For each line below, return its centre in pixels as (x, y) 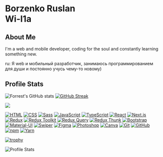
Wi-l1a (18, 19)
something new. (21, 54)
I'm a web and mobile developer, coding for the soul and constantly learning (82, 49)
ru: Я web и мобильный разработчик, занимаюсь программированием (79, 64)
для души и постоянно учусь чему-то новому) (53, 69)
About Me (20, 37)
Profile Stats (24, 84)
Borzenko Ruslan (40, 9)
